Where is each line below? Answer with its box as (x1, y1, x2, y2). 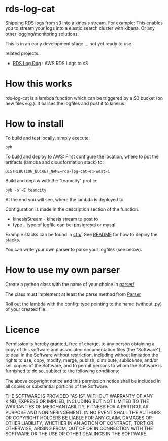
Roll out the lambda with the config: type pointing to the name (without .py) (5, 301, 162, 307)
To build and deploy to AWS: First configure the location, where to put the (5, 153, 159, 160)
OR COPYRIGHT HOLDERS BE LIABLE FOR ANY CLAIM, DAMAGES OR (5, 415, 152, 421)
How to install (5, 118, 64, 130)
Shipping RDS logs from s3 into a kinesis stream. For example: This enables (5, 20, 163, 26)
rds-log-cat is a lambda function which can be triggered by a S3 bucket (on (5, 94, 163, 101)
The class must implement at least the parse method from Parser (5, 291, 141, 297)
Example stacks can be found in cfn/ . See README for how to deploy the (5, 231, 158, 237)
